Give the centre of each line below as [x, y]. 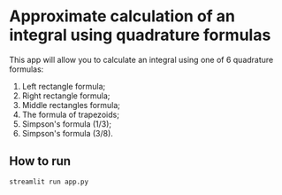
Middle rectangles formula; [71, 105]
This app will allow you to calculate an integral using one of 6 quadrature [141, 59]
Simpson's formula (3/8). [67, 133]
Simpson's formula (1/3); [67, 124]
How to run [40, 161]
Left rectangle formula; [64, 86]
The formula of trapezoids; [70, 114]
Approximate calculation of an [122, 16]
